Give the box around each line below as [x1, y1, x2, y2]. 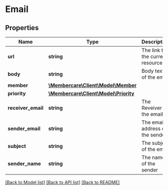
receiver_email [7, 104, 43, 111]
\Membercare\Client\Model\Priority [48, 90, 134, 97]
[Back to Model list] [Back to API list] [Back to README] [5, 179, 120, 185]
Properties [5, 24, 39, 32]
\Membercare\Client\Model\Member [48, 82, 137, 89]
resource [141, 59, 162, 66]
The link [141, 47, 160, 54]
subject [7, 143, 26, 149]
